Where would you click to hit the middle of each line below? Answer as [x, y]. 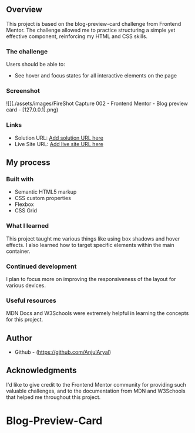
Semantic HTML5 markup [46, 192]
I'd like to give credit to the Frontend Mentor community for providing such [96, 384]
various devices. [26, 285]
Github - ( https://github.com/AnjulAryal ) [63, 352]
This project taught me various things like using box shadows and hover [93, 239]
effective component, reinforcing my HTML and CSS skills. [77, 36]
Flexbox [24, 204]
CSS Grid [26, 211]
